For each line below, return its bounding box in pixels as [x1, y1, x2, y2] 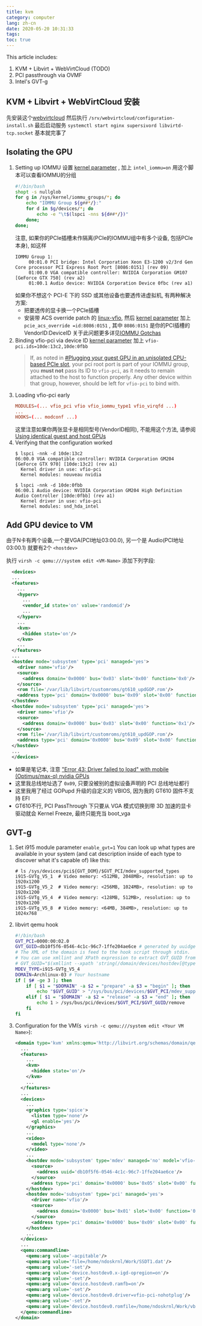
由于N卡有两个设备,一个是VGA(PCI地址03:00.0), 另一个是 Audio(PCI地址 [6, 537, 185, 544]
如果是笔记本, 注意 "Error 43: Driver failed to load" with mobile [14, 765, 169, 772]
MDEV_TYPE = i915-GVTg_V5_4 [14, 966, 80, 972]
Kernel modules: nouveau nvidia [20, 472, 102, 478]
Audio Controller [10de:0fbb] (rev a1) [14, 493, 115, 499]
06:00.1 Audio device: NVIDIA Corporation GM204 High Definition [14, 488, 182, 494]
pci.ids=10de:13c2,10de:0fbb [14, 343, 88, 350]
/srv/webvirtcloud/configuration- [88, 115, 176, 121]
